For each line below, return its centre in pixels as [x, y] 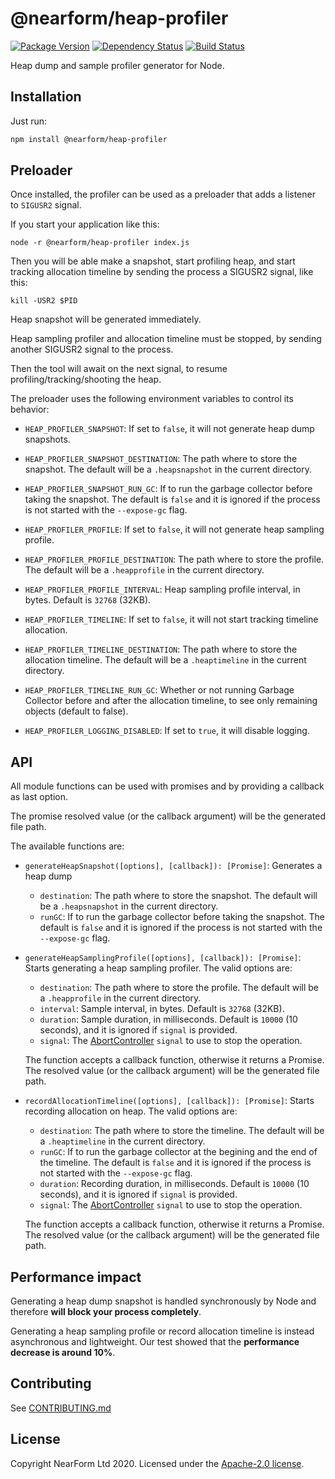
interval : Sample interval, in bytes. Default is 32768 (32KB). [162, 1009]
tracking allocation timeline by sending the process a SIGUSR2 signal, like [162, 272]
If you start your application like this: [85, 224]
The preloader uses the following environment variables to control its [152, 399]
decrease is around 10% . [63, 1353]
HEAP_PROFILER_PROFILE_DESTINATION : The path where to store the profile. [174, 559]
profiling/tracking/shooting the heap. [86, 379]
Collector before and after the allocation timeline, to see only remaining [171, 701]
